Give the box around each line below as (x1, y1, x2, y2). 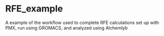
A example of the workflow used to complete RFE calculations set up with (5, 19, 159, 25)
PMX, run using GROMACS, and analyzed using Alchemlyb (5, 24, 128, 30)
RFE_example (5, 3, 63, 14)
